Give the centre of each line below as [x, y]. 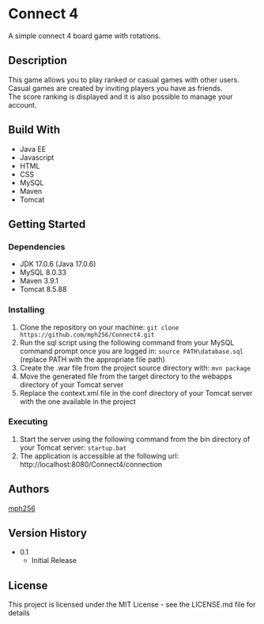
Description [38, 61]
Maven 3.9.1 [39, 281]
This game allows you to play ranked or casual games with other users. [124, 79]
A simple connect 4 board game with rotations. [85, 36]
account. [23, 105]
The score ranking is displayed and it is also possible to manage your [121, 97]
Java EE [32, 149]
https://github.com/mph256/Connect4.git [87, 335]
